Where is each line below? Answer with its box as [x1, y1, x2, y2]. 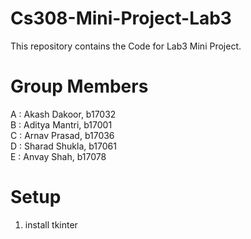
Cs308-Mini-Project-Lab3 [10, 7, 232, 30]
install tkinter [24, 218, 78, 231]
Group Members [10, 75, 149, 98]
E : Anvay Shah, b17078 [10, 150, 107, 162]
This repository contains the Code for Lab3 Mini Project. [10, 40, 242, 52]
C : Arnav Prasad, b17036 [10, 129, 115, 141]
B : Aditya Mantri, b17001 [10, 118, 113, 131]
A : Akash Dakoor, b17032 [10, 108, 117, 120]
